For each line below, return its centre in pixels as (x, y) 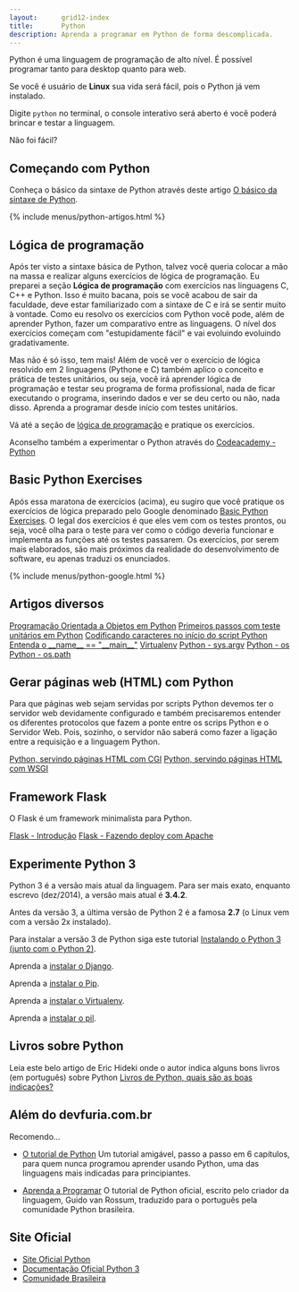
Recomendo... (35, 1136)
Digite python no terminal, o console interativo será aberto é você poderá (143, 114)
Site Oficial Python (56, 1259)
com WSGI (29, 769)
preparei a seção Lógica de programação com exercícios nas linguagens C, (149, 286)
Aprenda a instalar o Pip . (54, 984)
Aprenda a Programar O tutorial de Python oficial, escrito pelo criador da (156, 1190)
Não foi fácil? (33, 141)
